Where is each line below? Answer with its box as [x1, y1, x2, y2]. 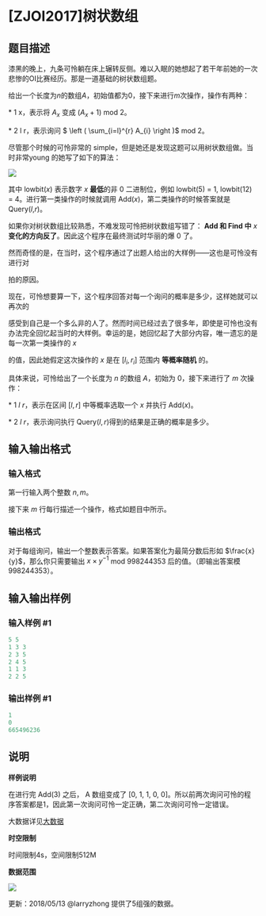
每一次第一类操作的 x [8, 338, 77, 348]
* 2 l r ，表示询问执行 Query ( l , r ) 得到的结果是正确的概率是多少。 [8, 417, 214, 426]
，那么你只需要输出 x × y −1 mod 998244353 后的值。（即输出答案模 [22, 555, 241, 566]
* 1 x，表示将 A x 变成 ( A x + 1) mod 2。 [8, 108, 131, 119]
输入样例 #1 [8, 617, 51, 628]
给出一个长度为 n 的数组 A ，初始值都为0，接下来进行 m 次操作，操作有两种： [8, 90, 250, 100]
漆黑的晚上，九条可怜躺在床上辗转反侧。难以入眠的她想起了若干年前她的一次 [8, 64, 258, 73]
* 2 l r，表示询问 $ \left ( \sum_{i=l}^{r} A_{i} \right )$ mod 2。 [8, 125, 210, 135]
